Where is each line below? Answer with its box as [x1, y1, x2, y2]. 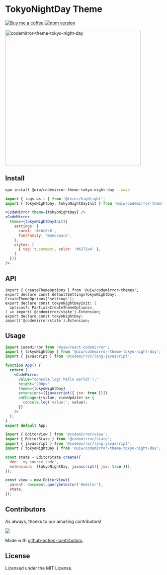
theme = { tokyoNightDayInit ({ [9, 219, 68, 224]
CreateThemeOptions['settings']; [5, 296, 75, 301]
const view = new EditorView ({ [5, 478, 70, 483]
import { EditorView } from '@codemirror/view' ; [5, 432, 108, 437]
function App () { [5, 363, 41, 368]
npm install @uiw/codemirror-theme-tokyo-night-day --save [5, 187, 130, 192]
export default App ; [5, 423, 48, 428]
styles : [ [14, 242, 35, 247]
